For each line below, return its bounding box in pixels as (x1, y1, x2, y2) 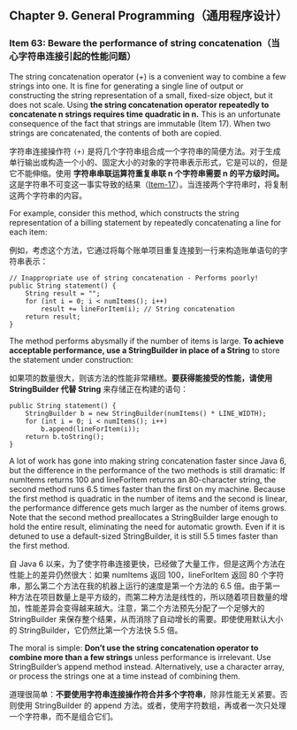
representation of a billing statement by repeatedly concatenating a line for (9, 217, 281, 227)
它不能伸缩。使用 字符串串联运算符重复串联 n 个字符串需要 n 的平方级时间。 (9, 167, 285, 179)
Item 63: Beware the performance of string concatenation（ (9, 37, 271, 50)
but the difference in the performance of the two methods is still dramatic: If (9, 465, 286, 475)
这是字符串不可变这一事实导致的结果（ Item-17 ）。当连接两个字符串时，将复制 (9, 179, 288, 189)
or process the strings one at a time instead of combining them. (9, 671, 240, 681)
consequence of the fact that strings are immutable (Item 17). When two (9, 118, 271, 128)
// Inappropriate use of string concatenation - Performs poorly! (9, 273, 259, 282)
